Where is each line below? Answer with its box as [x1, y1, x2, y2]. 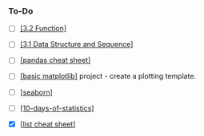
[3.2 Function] [19, 24, 66, 33]
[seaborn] [19, 87, 54, 97]
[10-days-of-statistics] [19, 103, 94, 113]
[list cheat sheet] [19, 119, 76, 129]
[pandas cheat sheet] [19, 56, 91, 65]
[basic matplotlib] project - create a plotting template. [19, 72, 197, 81]
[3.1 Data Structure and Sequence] [19, 40, 134, 49]
